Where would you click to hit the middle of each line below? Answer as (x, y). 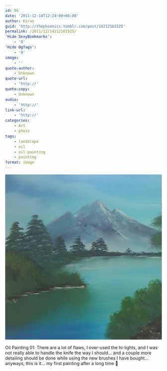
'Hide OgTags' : (21, 47)
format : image (20, 162)
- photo (22, 131)
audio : (12, 99)
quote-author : (20, 68)
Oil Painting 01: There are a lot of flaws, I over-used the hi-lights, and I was (82, 348)
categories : (17, 121)
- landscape (26, 142)
